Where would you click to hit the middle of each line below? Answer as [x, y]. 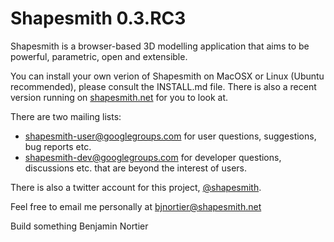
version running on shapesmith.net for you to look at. [119, 97]
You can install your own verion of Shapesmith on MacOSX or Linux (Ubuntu [167, 76]
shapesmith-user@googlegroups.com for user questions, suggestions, [170, 136]
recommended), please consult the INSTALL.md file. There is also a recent [163, 86]
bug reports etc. [58, 146]
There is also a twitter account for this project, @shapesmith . [136, 187]
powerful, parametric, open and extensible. [99, 56]
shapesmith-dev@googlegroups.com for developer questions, [153, 157]
